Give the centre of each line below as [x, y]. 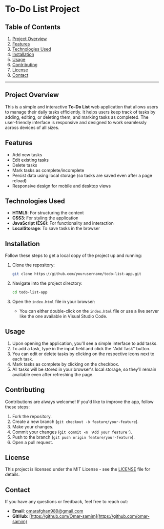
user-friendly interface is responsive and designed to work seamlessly [76, 122]
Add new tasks [27, 154]
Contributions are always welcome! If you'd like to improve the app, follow [79, 402]
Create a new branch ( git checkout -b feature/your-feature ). [75, 422]
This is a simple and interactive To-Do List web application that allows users [82, 106]
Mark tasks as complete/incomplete [48, 170]
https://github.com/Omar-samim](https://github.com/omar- [90, 516]
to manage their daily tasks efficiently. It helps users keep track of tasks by [80, 112]
